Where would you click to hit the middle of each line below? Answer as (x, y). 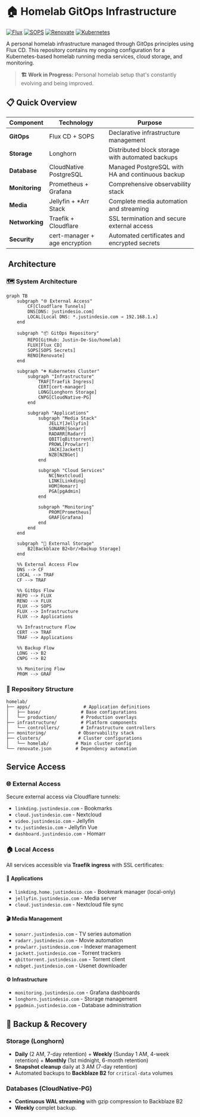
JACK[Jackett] (66, 450)
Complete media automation (148, 201)
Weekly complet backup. (46, 1108)
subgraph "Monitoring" (66, 507)
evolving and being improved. (57, 83)
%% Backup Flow (36, 648)
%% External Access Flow (48, 564)
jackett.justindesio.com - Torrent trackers (68, 953)
